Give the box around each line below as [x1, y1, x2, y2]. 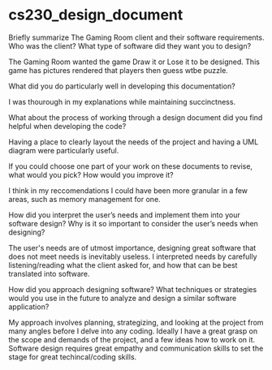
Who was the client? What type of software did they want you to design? [8, 41, 252, 50]
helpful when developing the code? [8, 121, 127, 131]
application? [8, 302, 50, 312]
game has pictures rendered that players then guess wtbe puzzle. [8, 65, 229, 75]
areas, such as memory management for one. [8, 194, 161, 204]
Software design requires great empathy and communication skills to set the [8, 343, 264, 353]
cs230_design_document [8, 6, 183, 24]
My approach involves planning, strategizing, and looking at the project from [8, 317, 264, 327]
